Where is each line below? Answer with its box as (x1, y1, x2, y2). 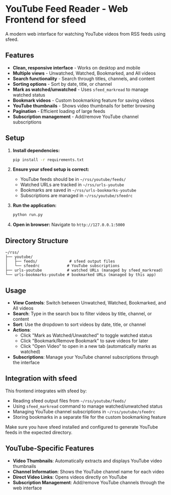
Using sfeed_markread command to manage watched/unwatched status (12, 403, 163, 409)
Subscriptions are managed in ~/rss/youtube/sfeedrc (20, 193, 133, 199)
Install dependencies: (12, 147, 60, 153)
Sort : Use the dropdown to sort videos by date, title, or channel (12, 321, 146, 327)
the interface (12, 359, 40, 365)
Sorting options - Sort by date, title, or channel (12, 81, 112, 87)
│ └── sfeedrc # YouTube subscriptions (5, 264, 120, 269)
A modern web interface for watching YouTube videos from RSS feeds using (5, 31, 166, 37)
